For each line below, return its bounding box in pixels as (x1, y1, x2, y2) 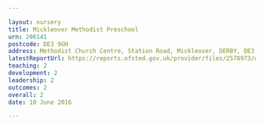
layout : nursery (8, 18, 61, 26)
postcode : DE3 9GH (8, 40, 68, 48)
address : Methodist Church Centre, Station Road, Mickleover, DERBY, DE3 (8, 48, 255, 55)
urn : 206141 (8, 33, 47, 41)
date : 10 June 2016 (8, 98, 72, 106)
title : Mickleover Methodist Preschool (8, 25, 139, 34)
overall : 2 (8, 91, 44, 98)
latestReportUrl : (8, 55, 65, 62)
